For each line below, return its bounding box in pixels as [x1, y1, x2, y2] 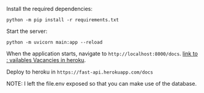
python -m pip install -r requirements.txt [6, 17, 119, 23]
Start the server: [6, 27, 48, 35]
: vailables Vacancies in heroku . [6, 57, 86, 63]
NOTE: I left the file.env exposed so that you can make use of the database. [6, 80, 197, 87]
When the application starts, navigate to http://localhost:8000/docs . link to [6, 50, 198, 57]
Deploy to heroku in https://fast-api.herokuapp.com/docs [6, 68, 153, 75]
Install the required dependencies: [6, 5, 93, 12]
